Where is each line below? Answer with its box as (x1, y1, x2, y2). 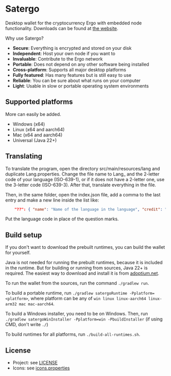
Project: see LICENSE (12, 360, 58, 366)
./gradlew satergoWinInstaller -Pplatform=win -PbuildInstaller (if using (5, 316, 163, 322)
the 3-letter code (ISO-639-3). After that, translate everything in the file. (5, 182, 156, 188)
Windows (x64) (12, 121, 45, 127)
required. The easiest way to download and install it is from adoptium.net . (5, 270, 159, 276)
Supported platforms (5, 98, 73, 106)
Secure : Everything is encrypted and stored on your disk (12, 45, 132, 51)
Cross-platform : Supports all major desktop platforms (12, 67, 126, 73)
